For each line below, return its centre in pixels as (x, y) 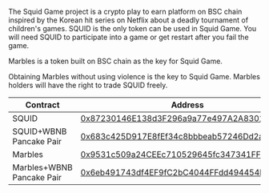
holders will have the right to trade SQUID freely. (88, 85)
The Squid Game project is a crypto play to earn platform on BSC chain (125, 12)
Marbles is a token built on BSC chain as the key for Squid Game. (115, 61)
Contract (42, 105)
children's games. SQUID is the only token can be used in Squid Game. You (132, 28)
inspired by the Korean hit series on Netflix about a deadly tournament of (128, 20)
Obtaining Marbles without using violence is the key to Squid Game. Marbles (134, 76)
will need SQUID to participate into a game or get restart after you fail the (129, 37)
